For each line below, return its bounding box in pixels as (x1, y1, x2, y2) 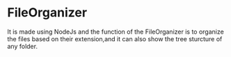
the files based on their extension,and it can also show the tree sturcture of (7, 34, 223, 43)
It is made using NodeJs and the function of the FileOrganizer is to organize (7, 27, 224, 36)
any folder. (7, 42, 38, 50)
